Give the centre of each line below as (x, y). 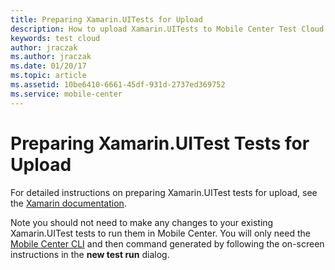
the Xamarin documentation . (68, 203)
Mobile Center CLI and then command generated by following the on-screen (167, 243)
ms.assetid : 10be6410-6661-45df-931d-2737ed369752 (118, 85)
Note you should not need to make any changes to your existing (142, 222)
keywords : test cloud (55, 38)
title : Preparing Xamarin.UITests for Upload (106, 19)
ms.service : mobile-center (66, 94)
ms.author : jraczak (51, 57)
